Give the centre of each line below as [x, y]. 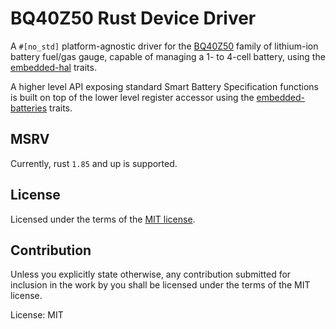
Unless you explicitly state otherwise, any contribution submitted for [151, 274]
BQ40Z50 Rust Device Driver [133, 18]
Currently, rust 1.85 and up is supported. [94, 163]
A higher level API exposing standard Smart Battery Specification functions [164, 86]
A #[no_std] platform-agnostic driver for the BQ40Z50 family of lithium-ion [164, 46]
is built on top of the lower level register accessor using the [132, 97]
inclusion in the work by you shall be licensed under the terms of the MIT [160, 285]
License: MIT [37, 315]
